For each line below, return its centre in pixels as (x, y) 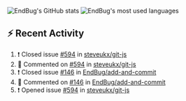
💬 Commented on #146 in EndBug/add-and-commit (91, 82)
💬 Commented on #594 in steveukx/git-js (77, 64)
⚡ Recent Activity (46, 34)
